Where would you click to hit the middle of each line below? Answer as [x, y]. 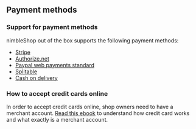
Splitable [26, 71]
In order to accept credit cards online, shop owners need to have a [90, 107]
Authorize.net [32, 58]
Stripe [23, 52]
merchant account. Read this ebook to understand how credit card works [98, 113]
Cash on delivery [36, 78]
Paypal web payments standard [54, 65]
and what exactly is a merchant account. [57, 119]
